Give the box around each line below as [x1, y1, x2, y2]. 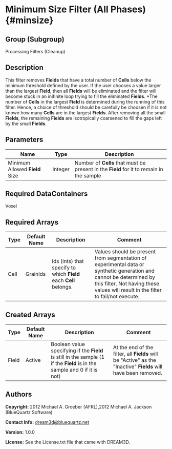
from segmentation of [94, 255, 147, 262]
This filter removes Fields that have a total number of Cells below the [5, 77, 152, 83]
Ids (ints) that [52, 258, 84, 265]
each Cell [52, 277, 75, 284]
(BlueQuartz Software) [5, 409, 53, 415]
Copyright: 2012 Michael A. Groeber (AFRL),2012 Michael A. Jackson [5, 403, 152, 410]
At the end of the [113, 344, 154, 351]
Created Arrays [5, 310, 55, 319]
